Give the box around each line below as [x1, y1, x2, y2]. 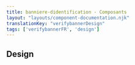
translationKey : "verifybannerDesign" [6, 20, 105, 26]
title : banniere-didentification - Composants [6, 9, 127, 15]
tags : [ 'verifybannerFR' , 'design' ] [6, 26, 100, 32]
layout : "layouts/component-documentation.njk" [6, 15, 130, 21]
